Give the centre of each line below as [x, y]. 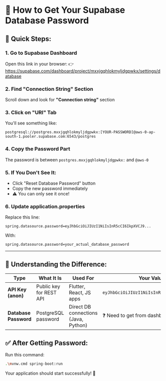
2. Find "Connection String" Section [49, 89]
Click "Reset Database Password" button [54, 183]
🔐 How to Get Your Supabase [65, 10]
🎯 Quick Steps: [28, 39]
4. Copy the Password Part [38, 149]
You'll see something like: [31, 123]
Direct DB [80, 307]
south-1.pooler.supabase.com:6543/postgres [51, 137]
